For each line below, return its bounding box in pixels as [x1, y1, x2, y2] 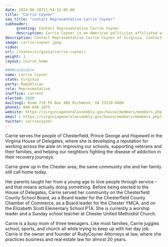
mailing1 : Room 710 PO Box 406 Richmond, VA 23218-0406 [5, 100, 124, 105]
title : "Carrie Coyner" [5, 12, 55, 17]
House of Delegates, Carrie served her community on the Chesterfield [5, 189, 150, 195]
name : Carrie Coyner [5, 72, 48, 78]
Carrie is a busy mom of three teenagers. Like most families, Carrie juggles [5, 220, 159, 226]
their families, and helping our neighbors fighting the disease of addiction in [5, 148, 161, 154]
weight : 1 [5, 54, 26, 59]
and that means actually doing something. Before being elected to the [5, 184, 149, 190]
